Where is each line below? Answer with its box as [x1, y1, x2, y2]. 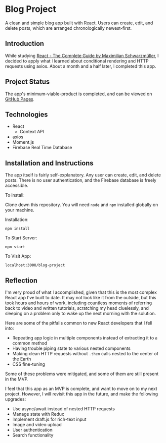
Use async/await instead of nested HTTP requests [12, 406, 115, 412]
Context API [19, 129, 44, 135]
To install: [5, 192, 25, 198]
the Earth [12, 356, 31, 362]
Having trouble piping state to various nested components [12, 345, 131, 351]
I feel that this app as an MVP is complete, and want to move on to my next [5, 386, 157, 391]
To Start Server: [5, 235, 38, 241]
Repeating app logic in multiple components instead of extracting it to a [12, 335, 158, 340]
